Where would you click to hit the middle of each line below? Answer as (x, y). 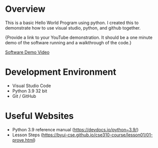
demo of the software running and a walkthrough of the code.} (68, 42)
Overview (25, 9)
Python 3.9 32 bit (30, 91)
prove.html (23, 140)
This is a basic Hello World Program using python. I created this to (72, 23)
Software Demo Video (27, 52)
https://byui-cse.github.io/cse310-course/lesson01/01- (98, 135)
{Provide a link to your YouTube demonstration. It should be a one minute (79, 37)
